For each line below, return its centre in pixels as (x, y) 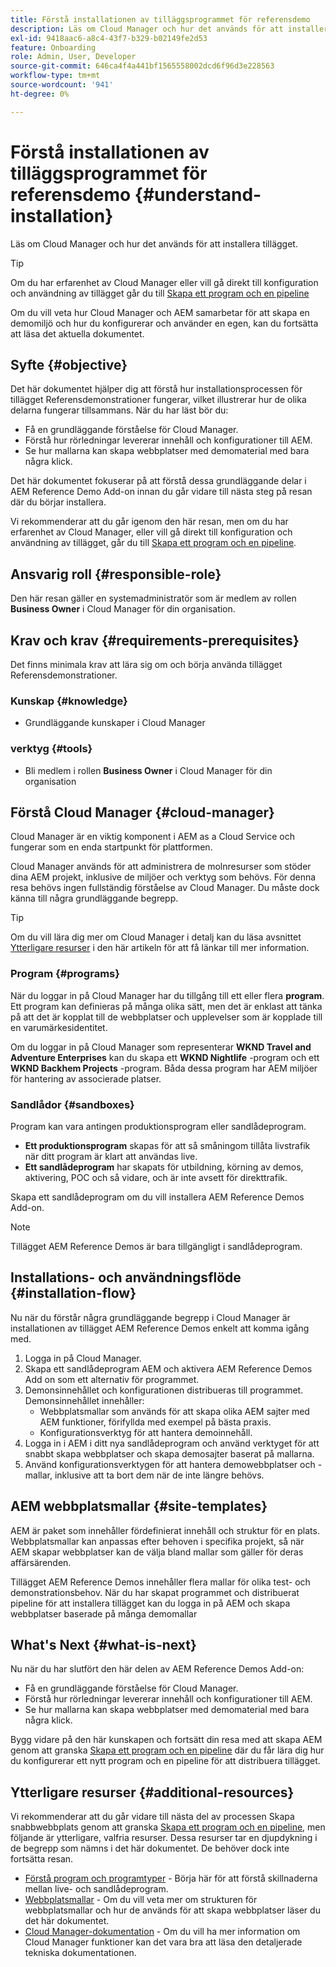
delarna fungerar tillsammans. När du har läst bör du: (119, 410)
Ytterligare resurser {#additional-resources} (152, 1792)
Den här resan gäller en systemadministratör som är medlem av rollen (153, 598)
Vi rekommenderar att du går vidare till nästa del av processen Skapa (152, 1817)
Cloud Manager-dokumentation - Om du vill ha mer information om (162, 1932)
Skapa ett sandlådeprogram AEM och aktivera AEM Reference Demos (168, 1368)
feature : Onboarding (53, 47)
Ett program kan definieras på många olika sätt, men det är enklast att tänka (166, 1006)
